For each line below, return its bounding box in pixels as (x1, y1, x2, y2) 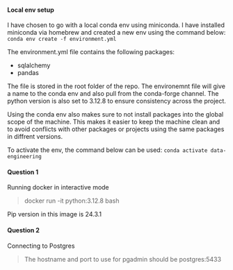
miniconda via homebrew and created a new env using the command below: (7, 28, 226, 37)
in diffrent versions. (7, 133, 63, 141)
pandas (17, 69, 40, 77)
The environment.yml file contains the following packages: (7, 48, 175, 56)
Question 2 (7, 226, 40, 234)
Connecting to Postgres (7, 242, 75, 250)
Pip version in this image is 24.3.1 (7, 210, 102, 219)
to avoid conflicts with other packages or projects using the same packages (7, 125, 225, 133)
